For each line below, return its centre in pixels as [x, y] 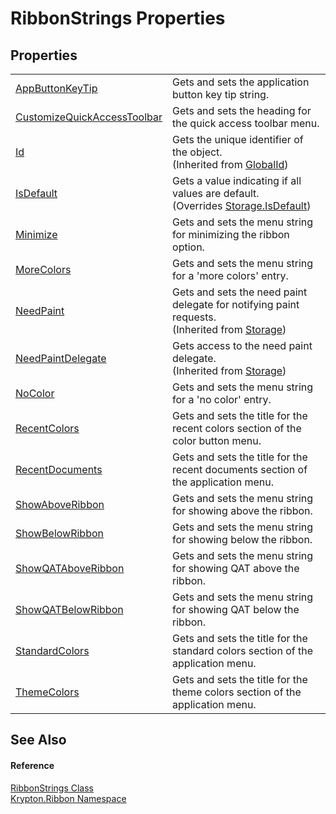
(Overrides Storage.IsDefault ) [242, 205]
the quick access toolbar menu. [246, 123]
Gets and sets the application [241, 82]
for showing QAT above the [236, 568]
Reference [32, 765]
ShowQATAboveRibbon [70, 568]
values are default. [216, 193]
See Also [38, 740]
